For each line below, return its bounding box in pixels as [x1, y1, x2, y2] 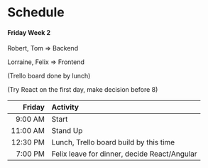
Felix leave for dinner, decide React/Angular [51, 149, 197, 159]
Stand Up [51, 126, 83, 136]
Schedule [7, 4, 65, 21]
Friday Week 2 [7, 28, 51, 36]
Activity [51, 103, 80, 112]
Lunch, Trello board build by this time [51, 137, 175, 147]
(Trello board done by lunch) [7, 72, 91, 80]
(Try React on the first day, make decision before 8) [7, 85, 158, 94]
